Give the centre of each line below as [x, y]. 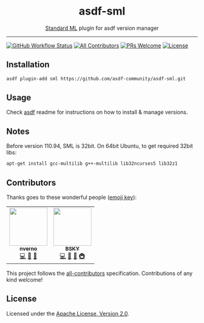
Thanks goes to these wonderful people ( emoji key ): [72, 197]
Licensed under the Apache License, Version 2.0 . [68, 313]
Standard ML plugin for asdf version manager [102, 28]
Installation [28, 65]
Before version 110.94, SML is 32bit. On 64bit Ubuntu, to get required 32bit [100, 146]
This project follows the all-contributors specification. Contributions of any [100, 273]
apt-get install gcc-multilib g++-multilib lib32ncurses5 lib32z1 [92, 164]
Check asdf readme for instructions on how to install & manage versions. [97, 112]
